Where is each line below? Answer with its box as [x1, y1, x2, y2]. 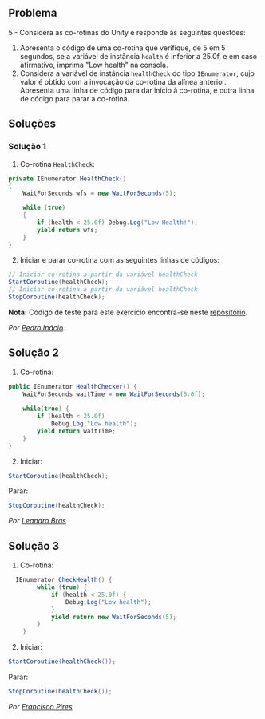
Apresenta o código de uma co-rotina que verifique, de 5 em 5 [19, 43, 226, 53]
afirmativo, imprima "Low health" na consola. [19, 60, 168, 69]
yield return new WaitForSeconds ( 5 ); [50, 613, 177, 621]
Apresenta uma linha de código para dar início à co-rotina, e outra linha [19, 85, 255, 95]
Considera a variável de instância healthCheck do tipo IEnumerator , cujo [19, 68, 255, 78]
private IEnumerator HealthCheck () [8, 175, 127, 183]
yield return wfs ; [37, 226, 98, 234]
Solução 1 [8, 141, 46, 152]
